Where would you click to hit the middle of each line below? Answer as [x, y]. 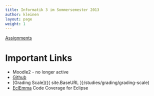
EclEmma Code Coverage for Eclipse [50, 88]
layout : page [19, 19]
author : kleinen [22, 14]
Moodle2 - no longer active [40, 72]
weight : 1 [15, 24]
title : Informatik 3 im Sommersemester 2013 [52, 10]
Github [19, 77]
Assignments [19, 38]
